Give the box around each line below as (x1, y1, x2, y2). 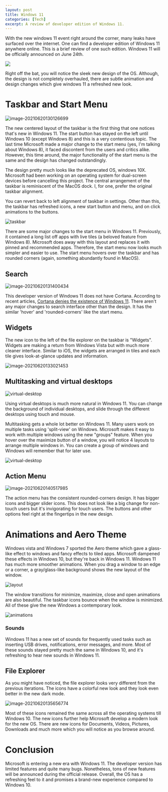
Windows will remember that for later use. (5, 448, 92, 454)
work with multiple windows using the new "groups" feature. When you (5, 431, 152, 438)
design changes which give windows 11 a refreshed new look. (5, 81, 132, 87)
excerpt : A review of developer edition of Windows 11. (5, 21, 124, 27)
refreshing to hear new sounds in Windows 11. (5, 652, 100, 658)
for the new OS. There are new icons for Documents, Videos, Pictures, (5, 721, 150, 727)
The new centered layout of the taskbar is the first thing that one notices (5, 125, 155, 131)
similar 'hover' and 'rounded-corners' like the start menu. (5, 309, 124, 315)
